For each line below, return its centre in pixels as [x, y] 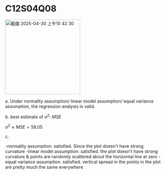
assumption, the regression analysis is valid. [50, 106]
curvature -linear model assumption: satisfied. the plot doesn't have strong [82, 151]
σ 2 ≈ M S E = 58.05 [24, 127]
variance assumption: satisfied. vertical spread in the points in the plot [89, 162]
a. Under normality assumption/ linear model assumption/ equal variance [80, 101]
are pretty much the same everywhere [44, 167]
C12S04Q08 [31, 9]
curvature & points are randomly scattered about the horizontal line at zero [81, 157]
